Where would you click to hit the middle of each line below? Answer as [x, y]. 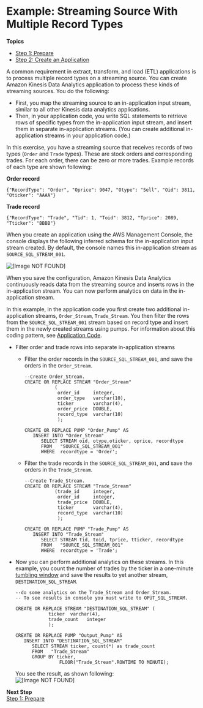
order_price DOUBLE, [85, 409]
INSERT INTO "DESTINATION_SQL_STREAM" [73, 641]
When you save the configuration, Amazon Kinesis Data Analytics [89, 277]
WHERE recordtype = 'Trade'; [79, 550]
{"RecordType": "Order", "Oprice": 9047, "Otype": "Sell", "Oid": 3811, [101, 190]
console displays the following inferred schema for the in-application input [100, 241]
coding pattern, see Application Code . [54, 335]
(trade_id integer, [85, 491]
